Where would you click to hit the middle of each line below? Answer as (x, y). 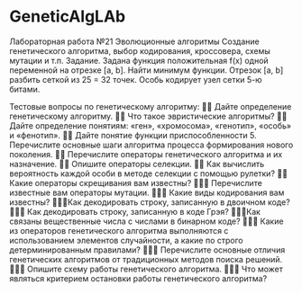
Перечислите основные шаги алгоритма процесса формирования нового (151, 145)
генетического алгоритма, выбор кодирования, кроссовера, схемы (140, 50)
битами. (25, 89)
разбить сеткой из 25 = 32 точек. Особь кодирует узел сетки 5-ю (136, 79)
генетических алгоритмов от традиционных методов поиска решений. (146, 259)
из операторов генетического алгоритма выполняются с (119, 230)
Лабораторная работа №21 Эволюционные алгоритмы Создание (134, 41)
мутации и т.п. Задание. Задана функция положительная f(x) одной (139, 60)
